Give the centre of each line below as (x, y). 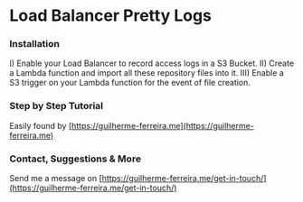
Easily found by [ (41, 125)
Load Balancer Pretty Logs (111, 16)
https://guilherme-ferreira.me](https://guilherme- (163, 125)
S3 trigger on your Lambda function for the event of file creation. (130, 83)
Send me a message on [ (56, 179)
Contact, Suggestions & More (76, 159)
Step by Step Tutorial (57, 106)
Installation (35, 44)
